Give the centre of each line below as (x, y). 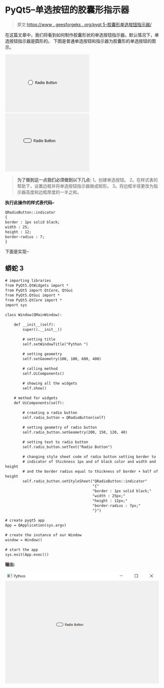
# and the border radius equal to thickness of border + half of (91, 471)
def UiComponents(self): (39, 403)
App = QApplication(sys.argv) (36, 525)
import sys (16, 305)
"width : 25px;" (109, 496)
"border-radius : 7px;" (116, 505)
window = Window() (24, 540)
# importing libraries (28, 280)
